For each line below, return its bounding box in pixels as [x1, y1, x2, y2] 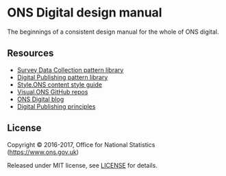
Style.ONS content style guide [16, 80, 103, 89]
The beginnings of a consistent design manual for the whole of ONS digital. [7, 27, 219, 36]
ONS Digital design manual [7, 5, 162, 21]
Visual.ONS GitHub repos [16, 87, 88, 96]
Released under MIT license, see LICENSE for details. [7, 161, 158, 169]
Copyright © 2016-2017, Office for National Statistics [7, 140, 155, 148]
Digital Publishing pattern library [16, 73, 108, 81]
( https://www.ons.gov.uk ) [7, 148, 79, 156]
